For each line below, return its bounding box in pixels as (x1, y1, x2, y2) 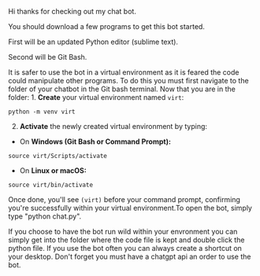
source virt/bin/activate (8, 181, 93, 189)
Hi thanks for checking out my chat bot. (8, 7, 136, 16)
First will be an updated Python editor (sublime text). (8, 37, 179, 46)
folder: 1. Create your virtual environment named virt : (8, 93, 184, 101)
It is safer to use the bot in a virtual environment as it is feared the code (8, 68, 240, 77)
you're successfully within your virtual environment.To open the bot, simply (8, 204, 252, 212)
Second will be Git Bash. (8, 53, 87, 61)
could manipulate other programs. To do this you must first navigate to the (8, 76, 250, 85)
